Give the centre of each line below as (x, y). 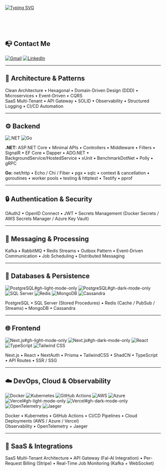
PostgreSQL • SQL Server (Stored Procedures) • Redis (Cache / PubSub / (80, 303)
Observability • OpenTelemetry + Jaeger (46, 426)
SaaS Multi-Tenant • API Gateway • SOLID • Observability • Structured (77, 101)
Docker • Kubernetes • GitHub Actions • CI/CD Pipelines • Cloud (71, 416)
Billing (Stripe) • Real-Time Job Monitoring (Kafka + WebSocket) (88, 463)
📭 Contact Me (28, 44)
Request (14, 463)
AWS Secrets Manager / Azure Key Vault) (47, 219)
